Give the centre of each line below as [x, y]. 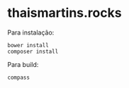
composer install [33, 51]
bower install [28, 45]
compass [19, 77]
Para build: [23, 64]
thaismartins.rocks [64, 13]
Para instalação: [31, 32]
